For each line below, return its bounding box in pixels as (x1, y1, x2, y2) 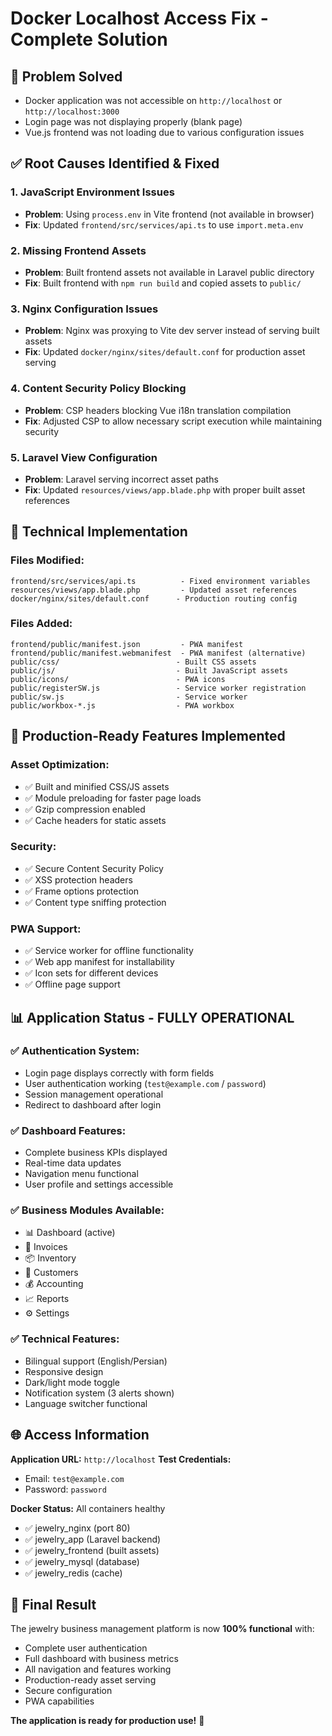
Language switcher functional (24, 1397, 148, 1409)
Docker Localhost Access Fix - (10, 7, 269, 30)
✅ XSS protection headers (24, 873, 133, 886)
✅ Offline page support (24, 978, 121, 991)
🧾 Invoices (24, 1241, 68, 1253)
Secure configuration (24, 1685, 113, 1697)
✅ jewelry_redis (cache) (24, 1567, 123, 1579)
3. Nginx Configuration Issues (10, 302, 159, 316)
